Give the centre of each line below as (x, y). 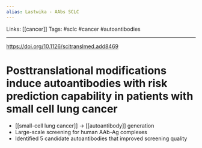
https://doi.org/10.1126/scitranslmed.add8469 (63, 46)
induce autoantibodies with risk (87, 83)
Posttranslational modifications (87, 70)
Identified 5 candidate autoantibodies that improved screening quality (101, 138)
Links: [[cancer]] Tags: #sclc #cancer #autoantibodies (73, 29)
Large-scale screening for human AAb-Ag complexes (81, 132)
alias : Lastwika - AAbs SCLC (43, 12)
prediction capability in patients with (100, 96)
